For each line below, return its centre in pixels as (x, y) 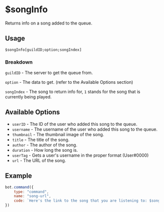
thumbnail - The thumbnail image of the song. (58, 134)
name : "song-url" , (32, 196)
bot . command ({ (20, 187)
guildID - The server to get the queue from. (49, 73)
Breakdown (19, 62)
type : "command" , (31, 192)
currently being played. (28, 97)
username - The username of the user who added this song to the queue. (85, 129)
